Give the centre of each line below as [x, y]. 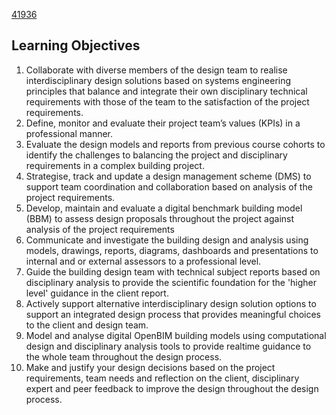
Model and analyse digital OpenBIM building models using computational [176, 335]
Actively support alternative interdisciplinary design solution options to [171, 303]
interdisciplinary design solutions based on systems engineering [158, 80]
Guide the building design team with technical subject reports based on [173, 271]
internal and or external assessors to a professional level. [143, 261]
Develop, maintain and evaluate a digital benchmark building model [164, 208]
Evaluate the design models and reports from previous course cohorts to [175, 144]
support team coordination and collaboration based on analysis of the [169, 186]
